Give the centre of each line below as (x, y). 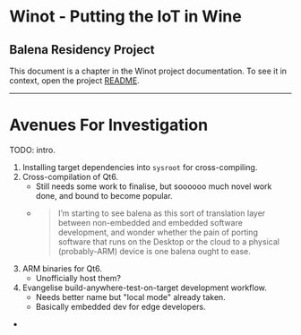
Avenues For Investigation (109, 125)
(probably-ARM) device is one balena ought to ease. (154, 251)
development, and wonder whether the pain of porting (158, 232)
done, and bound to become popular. (104, 195)
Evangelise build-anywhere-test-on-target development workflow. (144, 288)
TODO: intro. (32, 150)
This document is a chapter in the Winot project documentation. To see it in (148, 71)
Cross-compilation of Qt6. (70, 176)
